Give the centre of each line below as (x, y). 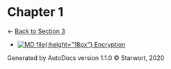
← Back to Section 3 (36, 31)
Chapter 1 (35, 12)
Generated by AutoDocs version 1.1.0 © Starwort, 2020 (86, 58)
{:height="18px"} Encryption (85, 44)
